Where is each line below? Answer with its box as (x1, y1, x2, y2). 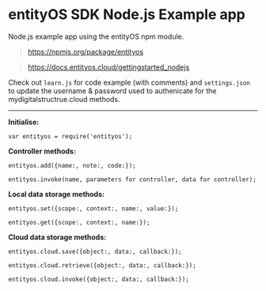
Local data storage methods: (8, 189, 105, 198)
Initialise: (8, 117, 40, 127)
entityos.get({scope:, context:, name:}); (8, 218, 150, 226)
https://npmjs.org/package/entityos (27, 47, 144, 56)
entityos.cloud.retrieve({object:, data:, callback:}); (8, 261, 196, 270)
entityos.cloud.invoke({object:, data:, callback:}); (8, 275, 190, 283)
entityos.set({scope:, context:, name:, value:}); (8, 204, 179, 213)
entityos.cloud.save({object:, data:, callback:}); (8, 248, 182, 255)
